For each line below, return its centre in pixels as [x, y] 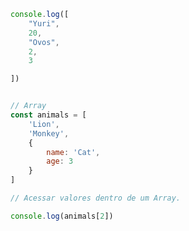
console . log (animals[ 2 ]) [62, 216]
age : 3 [60, 161]
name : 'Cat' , [73, 152]
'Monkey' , [49, 133]
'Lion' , [44, 124]
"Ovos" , [44, 42]
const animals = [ [48, 115]
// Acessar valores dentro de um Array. [96, 198]
